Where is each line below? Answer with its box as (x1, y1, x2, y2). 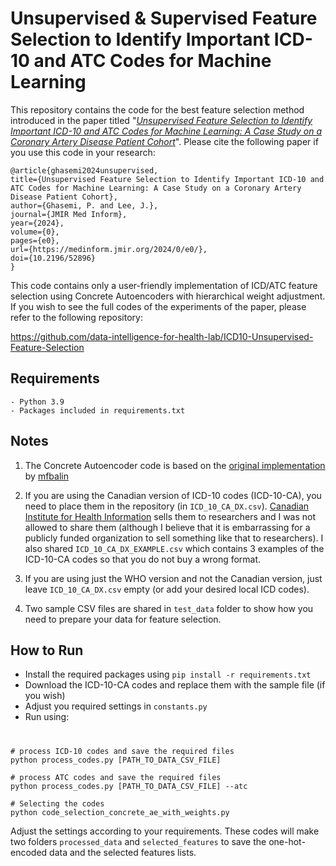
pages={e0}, (10, 235, 60, 246)
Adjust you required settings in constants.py (24, 700, 208, 712)
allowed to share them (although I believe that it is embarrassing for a (24, 521, 311, 533)
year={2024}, (10, 218, 65, 228)
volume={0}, (10, 227, 60, 237)
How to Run (10, 642, 84, 659)
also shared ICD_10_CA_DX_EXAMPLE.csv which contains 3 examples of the (24, 542, 325, 554)
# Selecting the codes (10, 798, 105, 809)
